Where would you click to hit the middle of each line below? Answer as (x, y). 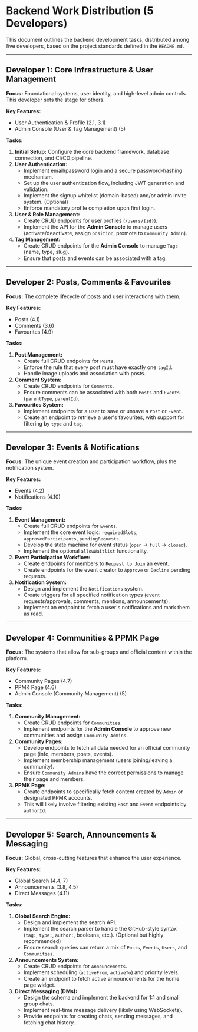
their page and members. (54, 779)
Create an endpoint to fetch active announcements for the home (101, 979)
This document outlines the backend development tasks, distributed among (98, 39)
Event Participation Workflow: (52, 558)
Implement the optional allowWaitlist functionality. (86, 551)
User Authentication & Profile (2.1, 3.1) (60, 123)
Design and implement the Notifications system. (83, 589)
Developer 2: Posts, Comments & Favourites (89, 282)
